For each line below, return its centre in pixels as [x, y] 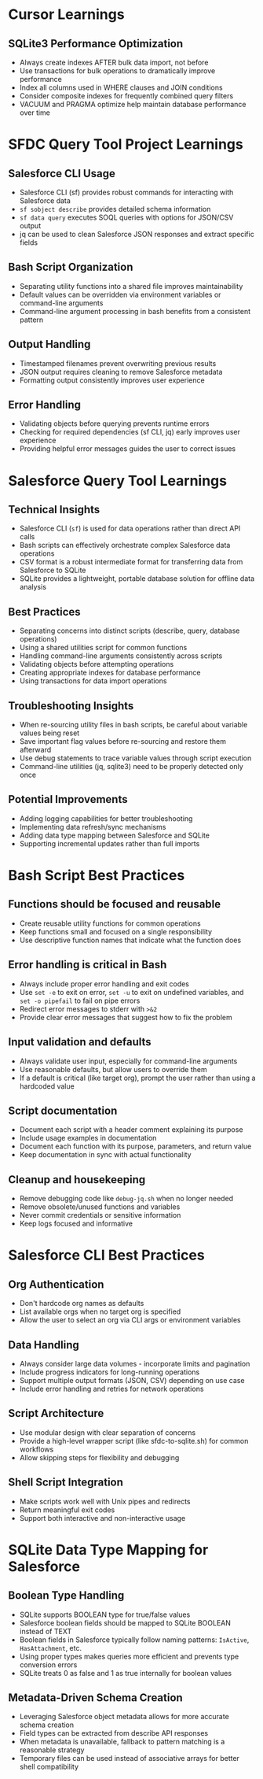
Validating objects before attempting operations [97, 664]
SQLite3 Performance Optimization [96, 44]
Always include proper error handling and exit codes [104, 984]
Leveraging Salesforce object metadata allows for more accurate [124, 1717]
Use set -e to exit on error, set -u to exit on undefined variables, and [131, 992]
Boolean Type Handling [66, 1596]
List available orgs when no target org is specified [100, 1311]
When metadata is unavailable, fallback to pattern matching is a [122, 1742]
